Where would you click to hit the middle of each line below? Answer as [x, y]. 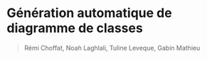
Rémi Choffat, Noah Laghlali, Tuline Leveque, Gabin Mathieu [112, 48]
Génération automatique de [89, 13]
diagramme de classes [75, 28]
